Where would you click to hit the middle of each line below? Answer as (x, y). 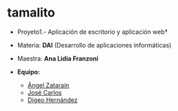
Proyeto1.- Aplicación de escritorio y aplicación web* (92, 32)
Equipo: (28, 72)
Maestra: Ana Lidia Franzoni (58, 58)
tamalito (31, 13)
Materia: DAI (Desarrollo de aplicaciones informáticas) (94, 45)
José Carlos (44, 92)
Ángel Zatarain (48, 85)
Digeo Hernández (52, 100)
